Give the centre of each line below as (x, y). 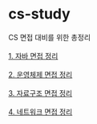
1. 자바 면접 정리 (33, 56)
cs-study (39, 14)
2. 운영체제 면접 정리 (40, 74)
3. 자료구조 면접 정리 (40, 93)
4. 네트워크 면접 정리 (40, 112)
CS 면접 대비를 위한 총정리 (49, 37)
